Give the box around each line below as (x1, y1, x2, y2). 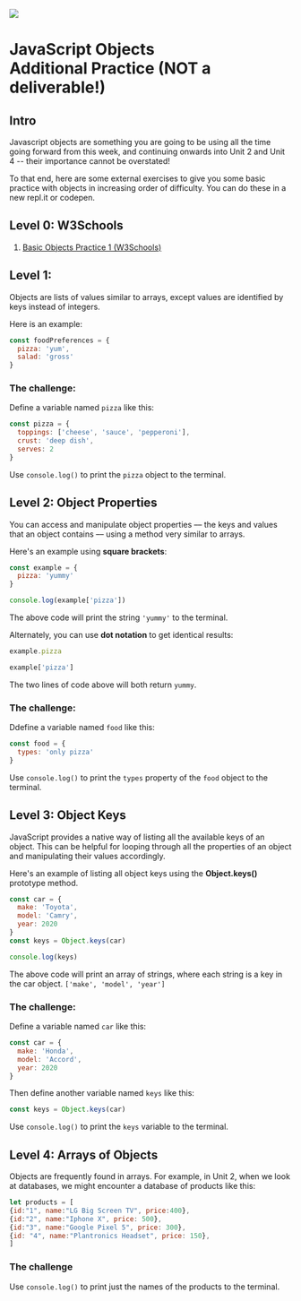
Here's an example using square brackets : (9, 546, 168, 556)
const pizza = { (9, 419, 70, 429)
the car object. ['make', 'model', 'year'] (9, 978, 166, 989)
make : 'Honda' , (17, 1047, 74, 1055)
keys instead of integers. (9, 301, 100, 312)
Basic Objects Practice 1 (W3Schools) (21, 242, 162, 253)
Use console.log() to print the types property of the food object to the (9, 771, 269, 783)
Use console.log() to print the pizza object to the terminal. (9, 469, 227, 479)
